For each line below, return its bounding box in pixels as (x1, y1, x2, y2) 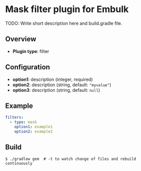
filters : (5, 115, 24, 120)
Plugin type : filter (12, 48, 49, 54)
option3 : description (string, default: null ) (12, 87, 100, 93)
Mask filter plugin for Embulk (5, 4, 129, 15)
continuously (5, 160, 33, 166)
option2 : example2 (14, 129, 53, 134)
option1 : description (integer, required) (12, 76, 93, 82)
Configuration (5, 63, 50, 72)
